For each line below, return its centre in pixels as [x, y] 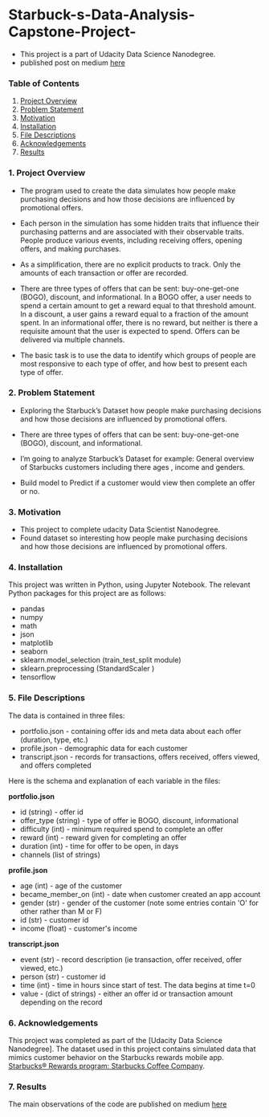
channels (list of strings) [60, 854]
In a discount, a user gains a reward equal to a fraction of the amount [134, 314]
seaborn [34, 651]
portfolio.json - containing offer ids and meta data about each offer [130, 731]
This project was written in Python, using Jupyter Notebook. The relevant [129, 585]
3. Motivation [35, 512]
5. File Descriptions [47, 698]
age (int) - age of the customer [71, 886]
